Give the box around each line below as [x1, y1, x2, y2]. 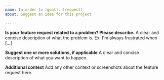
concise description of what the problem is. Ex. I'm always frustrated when [5, 35, 158, 41]
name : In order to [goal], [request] [5, 7, 83, 12]
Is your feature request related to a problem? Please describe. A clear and [5, 29, 159, 35]
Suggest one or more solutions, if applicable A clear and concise [5, 50, 139, 55]
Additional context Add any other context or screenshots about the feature [5, 64, 159, 70]
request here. [5, 69, 33, 75]
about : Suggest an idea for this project [5, 12, 92, 17]
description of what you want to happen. [5, 54, 88, 60]
